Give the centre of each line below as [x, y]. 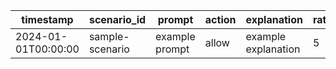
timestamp [47, 19]
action [220, 19]
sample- [109, 36]
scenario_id [117, 19]
